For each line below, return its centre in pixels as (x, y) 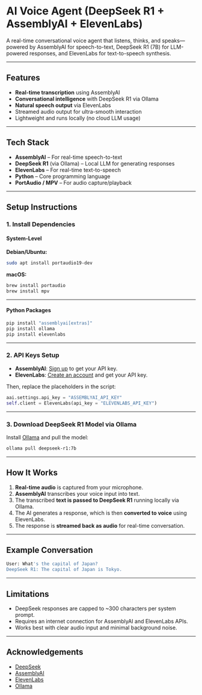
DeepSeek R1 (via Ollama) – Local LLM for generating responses (95, 163)
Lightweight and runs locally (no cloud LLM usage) (78, 118)
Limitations (28, 594)
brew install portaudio (36, 285)
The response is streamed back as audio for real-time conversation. (100, 525)
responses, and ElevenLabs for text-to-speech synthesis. (100, 53)
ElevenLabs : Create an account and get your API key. (81, 375)
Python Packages (29, 310)
